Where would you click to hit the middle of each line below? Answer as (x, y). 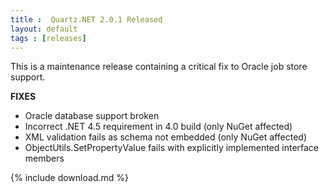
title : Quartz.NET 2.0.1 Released (86, 19)
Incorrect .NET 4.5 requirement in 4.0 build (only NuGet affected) (158, 127)
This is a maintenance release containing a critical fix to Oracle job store (159, 67)
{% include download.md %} (69, 178)
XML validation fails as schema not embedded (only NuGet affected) (166, 137)
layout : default (44, 29)
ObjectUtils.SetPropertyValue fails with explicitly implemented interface (172, 148)
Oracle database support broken (92, 116)
